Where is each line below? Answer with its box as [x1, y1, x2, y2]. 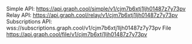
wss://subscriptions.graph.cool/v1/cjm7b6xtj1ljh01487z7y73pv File [6, 24, 171, 31]
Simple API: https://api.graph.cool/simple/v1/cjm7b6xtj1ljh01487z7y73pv [6, 5, 186, 12]
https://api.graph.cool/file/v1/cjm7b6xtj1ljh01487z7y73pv [6, 31, 147, 38]
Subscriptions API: [6, 18, 53, 25]
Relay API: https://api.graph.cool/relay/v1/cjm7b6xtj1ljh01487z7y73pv [6, 11, 178, 19]
